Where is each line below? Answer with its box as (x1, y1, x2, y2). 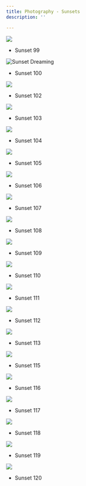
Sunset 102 (14, 92, 42, 99)
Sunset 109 (14, 249, 42, 257)
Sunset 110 (14, 272, 41, 279)
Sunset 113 (14, 339, 41, 346)
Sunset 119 (14, 452, 41, 459)
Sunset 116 (14, 384, 41, 391)
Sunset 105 (14, 159, 42, 166)
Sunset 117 (14, 406, 41, 413)
